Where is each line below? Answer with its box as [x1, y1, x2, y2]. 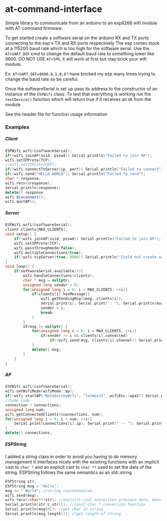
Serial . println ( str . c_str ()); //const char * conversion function [5, 502, 146, 507]
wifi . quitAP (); [5, 199, 37, 204]
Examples [5, 123, 30, 130]
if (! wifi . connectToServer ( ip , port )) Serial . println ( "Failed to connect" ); [5, 167, 166, 172]
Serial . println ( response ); [5, 185, 61, 190]
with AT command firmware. [5, 25, 63, 31]
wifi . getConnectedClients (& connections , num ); [5, 412, 103, 417]
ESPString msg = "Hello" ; [5, 483, 59, 489]
